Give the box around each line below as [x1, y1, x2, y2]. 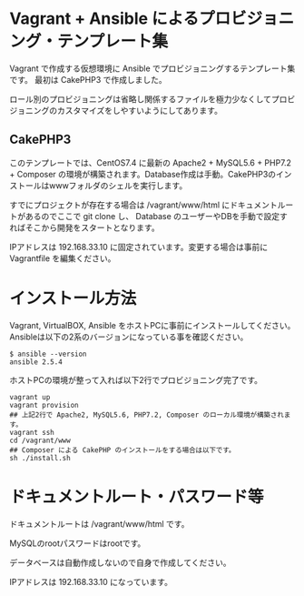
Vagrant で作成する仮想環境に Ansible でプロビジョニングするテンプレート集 [9, 63, 296, 74]
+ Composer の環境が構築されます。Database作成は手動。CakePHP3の [9, 168, 277, 179]
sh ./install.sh [9, 453, 71, 462]
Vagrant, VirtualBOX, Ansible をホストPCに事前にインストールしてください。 [9, 319, 296, 330]
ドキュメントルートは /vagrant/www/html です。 [9, 518, 190, 529]
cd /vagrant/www [9, 436, 71, 445]
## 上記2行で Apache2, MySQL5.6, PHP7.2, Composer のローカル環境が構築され [9, 410, 284, 419]
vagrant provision [9, 400, 79, 409]
